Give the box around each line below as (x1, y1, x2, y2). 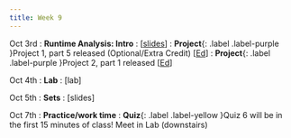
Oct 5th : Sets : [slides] (9, 92, 95, 103)
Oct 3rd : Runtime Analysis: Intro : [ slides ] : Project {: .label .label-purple (9, 38, 279, 49)
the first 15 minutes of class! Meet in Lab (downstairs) (9, 119, 209, 130)
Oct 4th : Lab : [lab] (9, 74, 82, 86)
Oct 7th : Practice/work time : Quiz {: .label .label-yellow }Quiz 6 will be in (9, 109, 283, 120)
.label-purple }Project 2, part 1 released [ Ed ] (9, 57, 173, 68)
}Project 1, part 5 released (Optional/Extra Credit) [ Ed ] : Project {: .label (9, 47, 271, 59)
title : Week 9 (9, 13, 63, 23)
